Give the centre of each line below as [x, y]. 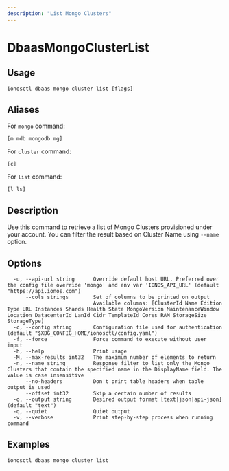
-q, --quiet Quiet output [72, 412]
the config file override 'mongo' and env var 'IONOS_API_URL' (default [113, 285]
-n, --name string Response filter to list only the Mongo [112, 364]
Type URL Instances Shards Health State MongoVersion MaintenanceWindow [113, 309]
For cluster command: [39, 151]
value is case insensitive [46, 375]
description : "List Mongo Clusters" [59, 13]
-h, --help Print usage [70, 351]
